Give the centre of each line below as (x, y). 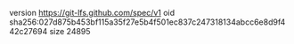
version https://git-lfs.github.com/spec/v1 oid (92, 13)
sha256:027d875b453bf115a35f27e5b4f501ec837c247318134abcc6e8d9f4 (147, 22)
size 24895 (70, 31)
